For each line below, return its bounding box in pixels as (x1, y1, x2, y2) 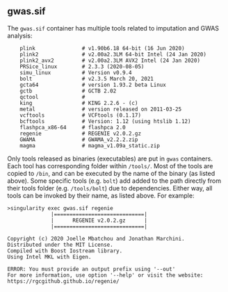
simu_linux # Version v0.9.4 (19, 69, 132, 76)
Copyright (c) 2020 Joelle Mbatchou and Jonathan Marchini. (7, 235, 186, 242)
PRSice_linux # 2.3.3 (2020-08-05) (19, 63, 145, 70)
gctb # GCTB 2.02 (19, 87, 117, 95)
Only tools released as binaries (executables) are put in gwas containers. (7, 154, 213, 163)
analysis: (7, 31, 33, 40)
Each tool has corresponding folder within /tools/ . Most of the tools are (7, 161, 213, 170)
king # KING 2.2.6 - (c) (19, 99, 138, 106)
